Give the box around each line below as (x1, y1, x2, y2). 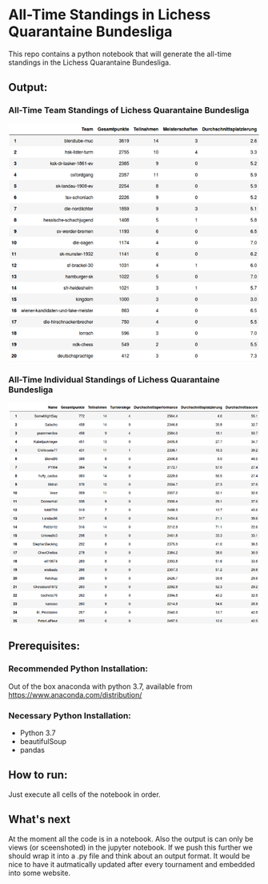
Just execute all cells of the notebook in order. (8, 790, 162, 799)
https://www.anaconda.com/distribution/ (8, 690, 142, 699)
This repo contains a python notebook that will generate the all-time (8, 49, 232, 58)
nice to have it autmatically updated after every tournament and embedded (8, 859, 255, 869)
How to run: (8, 768, 68, 782)
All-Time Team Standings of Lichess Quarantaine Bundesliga (8, 105, 250, 116)
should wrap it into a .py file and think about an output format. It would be (8, 850, 250, 861)
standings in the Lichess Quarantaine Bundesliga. (8, 58, 171, 67)
